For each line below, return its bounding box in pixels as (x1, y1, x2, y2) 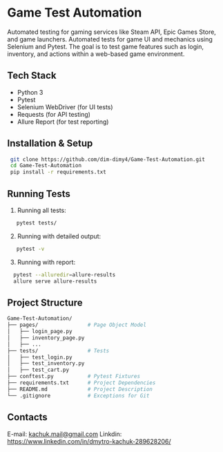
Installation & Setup (7, 138, 93, 149)
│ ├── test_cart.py (7, 366, 70, 374)
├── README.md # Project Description (7, 386, 153, 393)
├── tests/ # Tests (7, 347, 110, 354)
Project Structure (7, 296, 83, 308)
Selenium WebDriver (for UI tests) (17, 102, 113, 111)
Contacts (7, 411, 48, 423)
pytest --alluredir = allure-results (13, 271, 116, 278)
